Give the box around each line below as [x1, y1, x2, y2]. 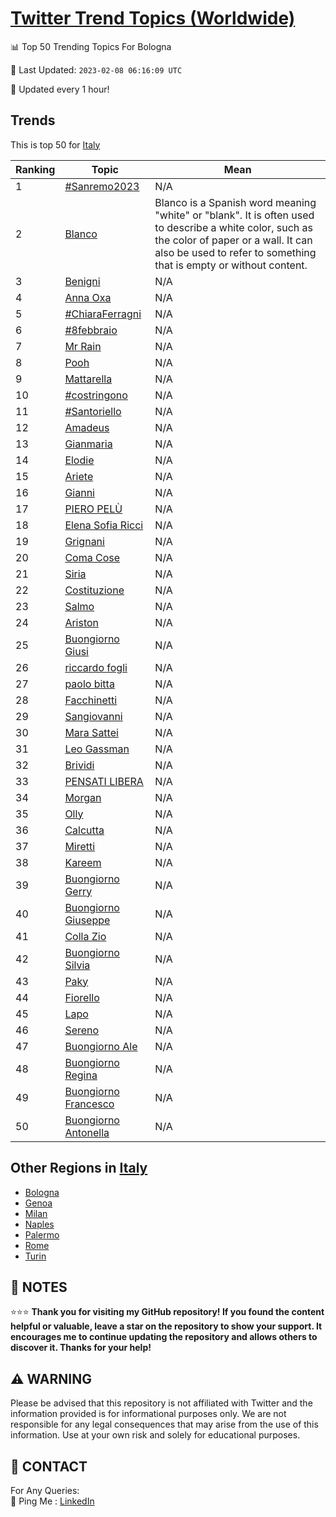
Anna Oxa [64, 290, 112, 304]
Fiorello [64, 990, 100, 1004]
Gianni [64, 485, 95, 499]
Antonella [64, 1125, 110, 1139]
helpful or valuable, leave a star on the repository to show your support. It [10, 1320, 323, 1332]
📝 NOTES [10, 1278, 68, 1296]
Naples [24, 1218, 55, 1230]
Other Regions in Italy [10, 1160, 148, 1177]
